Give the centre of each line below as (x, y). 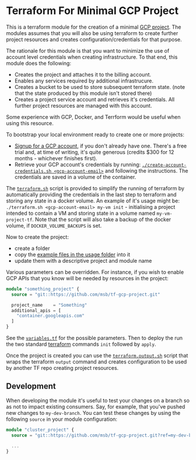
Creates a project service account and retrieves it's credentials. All (94, 99)
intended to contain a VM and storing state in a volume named (81, 213)
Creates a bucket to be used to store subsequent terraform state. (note (100, 87)
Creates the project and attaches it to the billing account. (83, 74)
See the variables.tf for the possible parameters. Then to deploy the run (94, 338)
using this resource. (30, 123)
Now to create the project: (37, 237)
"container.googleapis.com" (50, 316)
